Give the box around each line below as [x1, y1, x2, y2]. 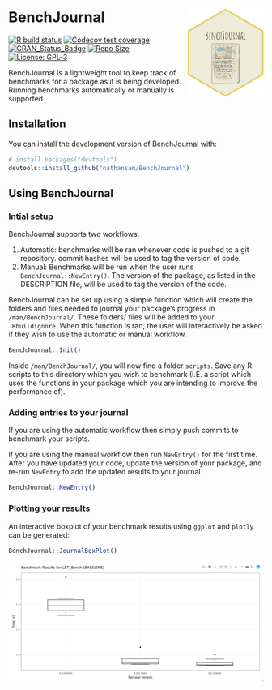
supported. [8, 93, 45, 103]
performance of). [8, 387, 66, 396]
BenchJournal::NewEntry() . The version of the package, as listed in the [19, 271, 256, 281]
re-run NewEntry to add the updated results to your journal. [8, 467, 203, 477]
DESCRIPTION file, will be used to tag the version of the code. [19, 280, 227, 289]
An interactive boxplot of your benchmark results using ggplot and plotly [8, 521, 254, 531]
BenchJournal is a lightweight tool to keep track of [8, 67, 176, 77]
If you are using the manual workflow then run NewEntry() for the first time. [8, 450, 257, 460]
